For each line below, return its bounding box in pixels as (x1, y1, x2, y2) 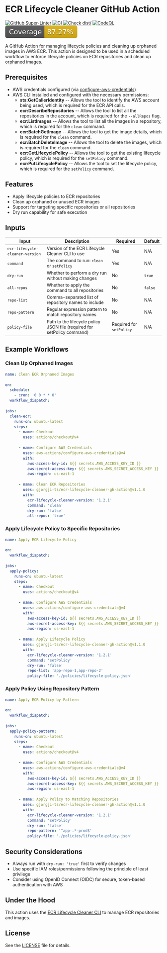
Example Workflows (5, 345, 69, 354)
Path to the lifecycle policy (46, 318, 101, 324)
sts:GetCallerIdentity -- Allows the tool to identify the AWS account (19, 97, 160, 103)
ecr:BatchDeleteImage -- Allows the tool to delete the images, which (19, 139, 162, 145)
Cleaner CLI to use (46, 251, 85, 257)
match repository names (46, 312, 97, 318)
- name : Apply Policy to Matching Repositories (18, 797, 119, 802)
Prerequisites (5, 73, 48, 82)
